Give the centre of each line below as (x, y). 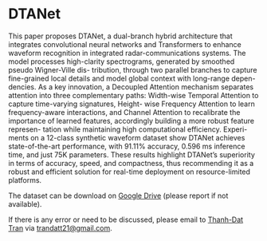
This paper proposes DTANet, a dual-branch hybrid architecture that (120, 36)
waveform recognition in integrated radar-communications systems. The (127, 53)
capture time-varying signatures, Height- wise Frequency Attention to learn (132, 104)
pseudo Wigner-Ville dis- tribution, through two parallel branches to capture (133, 69)
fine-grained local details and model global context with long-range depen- (132, 78)
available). (25, 203)
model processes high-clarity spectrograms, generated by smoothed (122, 61)
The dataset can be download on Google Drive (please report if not (118, 196)
